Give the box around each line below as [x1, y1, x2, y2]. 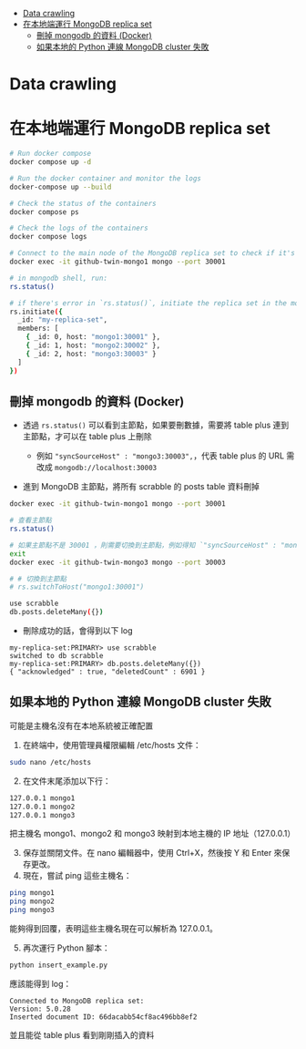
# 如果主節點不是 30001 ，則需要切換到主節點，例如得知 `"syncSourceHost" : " [9, 540, 285, 550]
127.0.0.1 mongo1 [9, 793, 76, 803]
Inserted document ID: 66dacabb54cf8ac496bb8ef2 [9, 1012, 198, 1022]
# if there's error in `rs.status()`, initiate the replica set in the [9, 298, 287, 308]
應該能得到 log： [9, 978, 72, 989]
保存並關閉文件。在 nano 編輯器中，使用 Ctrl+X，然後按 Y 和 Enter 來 [22, 848, 282, 859]
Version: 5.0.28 [9, 1004, 71, 1013]
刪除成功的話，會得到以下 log [22, 625, 134, 636]
